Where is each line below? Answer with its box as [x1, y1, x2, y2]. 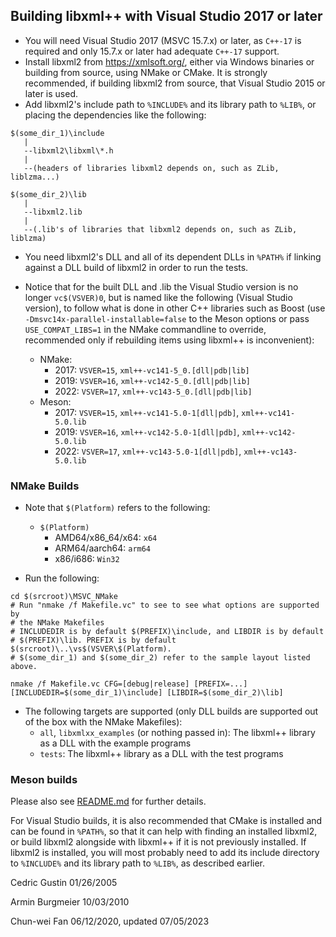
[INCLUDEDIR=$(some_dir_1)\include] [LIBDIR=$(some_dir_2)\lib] [10, 688, 284, 698]
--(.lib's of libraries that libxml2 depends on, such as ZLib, [23, 224, 298, 234]
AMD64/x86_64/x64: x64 [54, 532, 158, 544]
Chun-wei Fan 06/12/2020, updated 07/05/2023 [10, 915, 210, 928]
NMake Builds [10, 479, 80, 493]
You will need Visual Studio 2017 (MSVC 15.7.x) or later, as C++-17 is [24, 34, 302, 46]
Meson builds [10, 773, 78, 787]
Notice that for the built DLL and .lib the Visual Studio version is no [24, 280, 299, 293]
